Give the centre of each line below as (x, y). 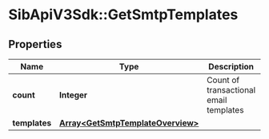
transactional (231, 90)
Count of (223, 80)
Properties (35, 44)
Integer (73, 95)
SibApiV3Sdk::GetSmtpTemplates (123, 15)
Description (231, 67)
